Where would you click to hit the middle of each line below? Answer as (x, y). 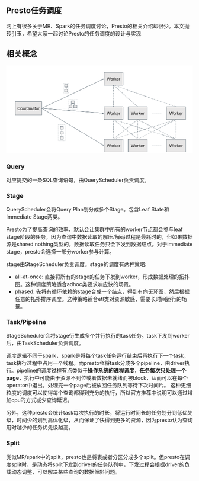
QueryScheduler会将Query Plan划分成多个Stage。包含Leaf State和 (88, 210)
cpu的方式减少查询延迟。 (42, 400)
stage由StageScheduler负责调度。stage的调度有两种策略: (76, 264)
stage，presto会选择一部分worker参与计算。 (60, 252)
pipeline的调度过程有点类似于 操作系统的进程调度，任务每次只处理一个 (101, 371)
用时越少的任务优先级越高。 (40, 428)
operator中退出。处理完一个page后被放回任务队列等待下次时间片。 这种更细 (99, 385)
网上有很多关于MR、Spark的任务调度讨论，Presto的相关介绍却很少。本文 (95, 26)
